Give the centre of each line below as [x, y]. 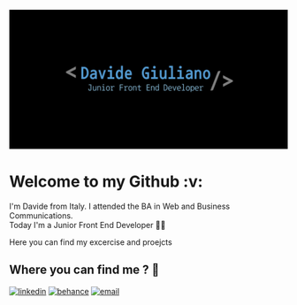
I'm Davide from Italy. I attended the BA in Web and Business [120, 206]
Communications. [41, 215]
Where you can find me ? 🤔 [84, 270]
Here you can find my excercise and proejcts [91, 242]
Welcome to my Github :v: [106, 182]
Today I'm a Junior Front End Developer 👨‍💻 [88, 225]
